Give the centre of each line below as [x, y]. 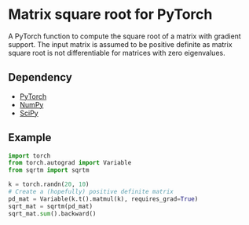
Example [30, 138]
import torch [29, 156]
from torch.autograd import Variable [70, 163]
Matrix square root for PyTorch [110, 15]
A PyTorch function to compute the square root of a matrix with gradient [124, 36]
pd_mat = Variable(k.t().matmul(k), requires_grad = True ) [103, 199]
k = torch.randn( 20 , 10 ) [49, 185]
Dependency [40, 77]
